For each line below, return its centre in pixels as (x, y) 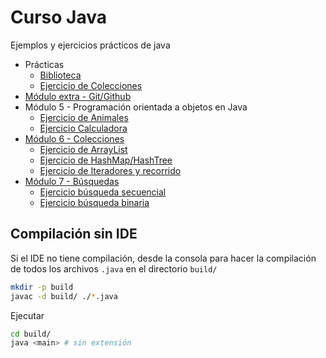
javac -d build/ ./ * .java (64, 296)
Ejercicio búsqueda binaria (94, 202)
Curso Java (58, 17)
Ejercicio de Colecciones (91, 85)
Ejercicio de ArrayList (83, 149)
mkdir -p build (42, 287)
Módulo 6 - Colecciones (74, 138)
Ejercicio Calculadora (83, 128)
